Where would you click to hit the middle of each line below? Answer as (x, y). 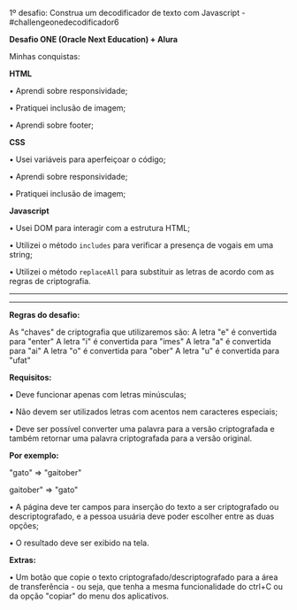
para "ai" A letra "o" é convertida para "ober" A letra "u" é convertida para (145, 351)
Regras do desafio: (45, 315)
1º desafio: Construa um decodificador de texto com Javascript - (127, 13)
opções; (24, 525)
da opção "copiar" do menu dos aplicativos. (89, 596)
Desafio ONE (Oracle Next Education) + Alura (94, 39)
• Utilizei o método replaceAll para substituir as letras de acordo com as (142, 272)
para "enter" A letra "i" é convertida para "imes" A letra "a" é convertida (140, 341)
